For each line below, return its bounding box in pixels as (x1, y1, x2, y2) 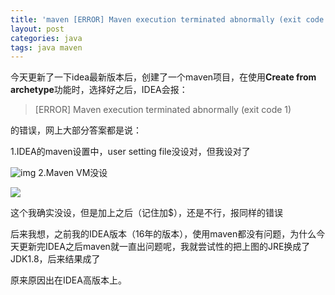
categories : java (10, 33, 83, 43)
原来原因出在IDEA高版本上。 (10, 274, 127, 286)
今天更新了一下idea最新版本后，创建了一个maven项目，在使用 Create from (10, 71, 317, 83)
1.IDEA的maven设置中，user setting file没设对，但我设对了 (10, 146, 251, 158)
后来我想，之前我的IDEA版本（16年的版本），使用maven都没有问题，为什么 (10, 228, 317, 240)
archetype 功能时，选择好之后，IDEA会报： (10, 84, 188, 96)
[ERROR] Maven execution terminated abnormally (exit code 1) (34, 104, 292, 116)
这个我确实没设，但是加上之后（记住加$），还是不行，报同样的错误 (10, 207, 283, 219)
